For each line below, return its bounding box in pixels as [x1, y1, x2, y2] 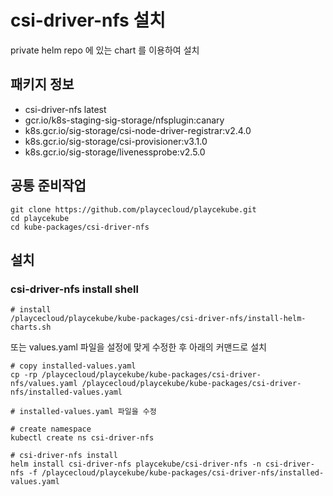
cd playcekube [10, 213, 70, 223]
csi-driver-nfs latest [24, 103, 107, 115]
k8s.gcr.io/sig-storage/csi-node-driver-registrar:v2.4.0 [24, 124, 252, 136]
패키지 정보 [10, 76, 75, 93]
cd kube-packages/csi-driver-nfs [10, 222, 150, 232]
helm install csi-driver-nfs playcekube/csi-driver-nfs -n [10, 459, 262, 470]
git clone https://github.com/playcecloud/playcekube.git [10, 204, 257, 215]
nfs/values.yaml [10, 379, 78, 389]
